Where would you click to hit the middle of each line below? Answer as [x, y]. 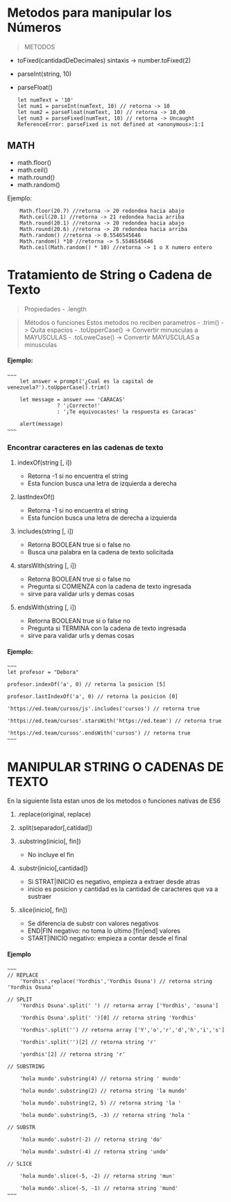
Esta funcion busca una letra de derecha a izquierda [102, 518]
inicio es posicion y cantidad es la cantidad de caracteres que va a [123, 889]
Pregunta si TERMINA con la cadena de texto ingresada [107, 628]
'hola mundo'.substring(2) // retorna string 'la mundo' [104, 1091]
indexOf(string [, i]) [44, 463]
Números [34, 27]
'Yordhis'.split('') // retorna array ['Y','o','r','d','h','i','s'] [122, 1030]
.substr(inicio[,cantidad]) [52, 868]
